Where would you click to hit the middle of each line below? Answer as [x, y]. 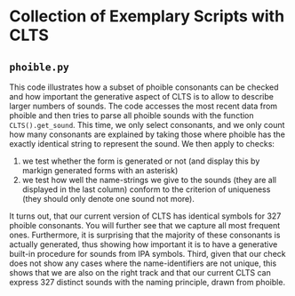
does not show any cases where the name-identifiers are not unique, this [143, 263]
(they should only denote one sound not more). [108, 199]
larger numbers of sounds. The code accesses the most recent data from [144, 106]
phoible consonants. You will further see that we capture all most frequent [145, 225]
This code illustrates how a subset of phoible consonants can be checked [144, 87]
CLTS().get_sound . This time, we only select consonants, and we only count [147, 125]
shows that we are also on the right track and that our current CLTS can [140, 272]
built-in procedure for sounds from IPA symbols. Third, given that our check [147, 254]
